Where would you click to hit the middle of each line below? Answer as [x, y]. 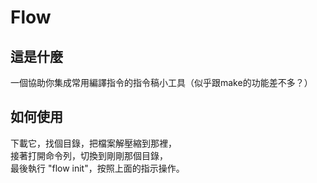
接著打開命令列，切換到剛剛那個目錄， [89, 155]
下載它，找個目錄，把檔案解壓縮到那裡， [93, 143]
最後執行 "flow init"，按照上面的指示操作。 [97, 168]
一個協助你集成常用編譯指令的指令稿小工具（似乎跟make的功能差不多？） [161, 82]
